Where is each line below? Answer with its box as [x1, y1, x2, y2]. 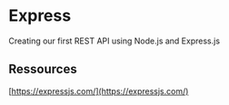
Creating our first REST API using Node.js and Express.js [8, 35, 220, 46]
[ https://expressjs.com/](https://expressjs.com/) [8, 85, 189, 96]
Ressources [8, 62, 78, 77]
